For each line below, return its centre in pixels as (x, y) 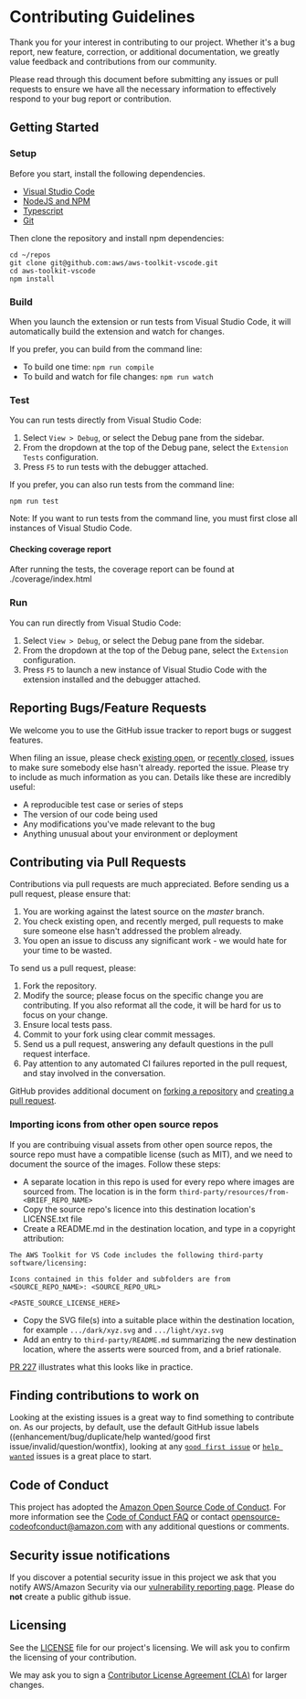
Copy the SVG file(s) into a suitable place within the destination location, (158, 1320)
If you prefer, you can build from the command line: (106, 348)
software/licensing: (49, 1263)
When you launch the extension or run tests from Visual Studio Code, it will (150, 321)
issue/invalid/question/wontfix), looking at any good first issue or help (144, 1447)
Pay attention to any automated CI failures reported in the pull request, (155, 1063)
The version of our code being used (90, 814)
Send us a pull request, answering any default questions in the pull (148, 1044)
